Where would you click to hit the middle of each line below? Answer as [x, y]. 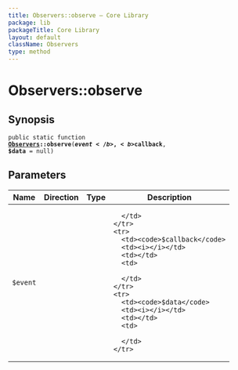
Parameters [37, 175]
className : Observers [43, 45]
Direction [62, 197]
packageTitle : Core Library [54, 30]
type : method [29, 52]
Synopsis [31, 120]
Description [169, 197]
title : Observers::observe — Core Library [78, 15]
